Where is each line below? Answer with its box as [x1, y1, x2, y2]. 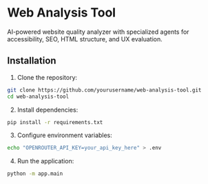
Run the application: [17, 157, 74, 165]
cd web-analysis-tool [7, 93, 70, 100]
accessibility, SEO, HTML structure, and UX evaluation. [7, 34, 163, 43]
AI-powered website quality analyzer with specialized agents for [7, 28, 189, 36]
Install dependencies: [17, 105, 79, 114]
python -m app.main [7, 170, 63, 177]
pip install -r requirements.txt [7, 119, 103, 125]
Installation [7, 55, 56, 67]
